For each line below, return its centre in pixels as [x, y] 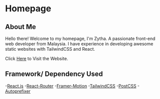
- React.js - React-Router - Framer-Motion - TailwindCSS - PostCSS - [72, 86]
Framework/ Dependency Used [54, 74]
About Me [20, 27]
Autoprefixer [18, 91]
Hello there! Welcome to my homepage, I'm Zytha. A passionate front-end [80, 38]
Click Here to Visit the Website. [37, 59]
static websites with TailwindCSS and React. [50, 49]
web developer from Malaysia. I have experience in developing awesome [79, 44]
